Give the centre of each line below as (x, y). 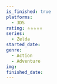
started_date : (24, 45)
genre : (14, 50)
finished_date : (25, 72)
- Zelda (21, 39)
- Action (22, 56)
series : (16, 34)
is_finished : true (28, 12)
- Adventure (26, 61)
